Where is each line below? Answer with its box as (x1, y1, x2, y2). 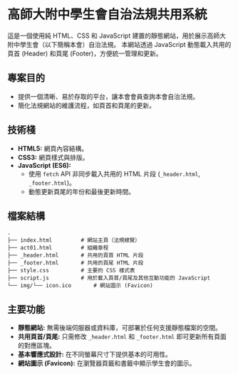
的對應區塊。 (17, 341, 56, 350)
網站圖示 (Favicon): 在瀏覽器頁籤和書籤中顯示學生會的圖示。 (17, 359, 196, 368)
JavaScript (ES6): (17, 161, 71, 169)
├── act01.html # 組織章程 (7, 245, 109, 252)
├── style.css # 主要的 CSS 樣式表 (7, 267, 135, 274)
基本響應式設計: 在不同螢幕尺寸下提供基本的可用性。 (17, 350, 172, 359)
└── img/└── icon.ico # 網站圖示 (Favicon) (7, 282, 153, 289)
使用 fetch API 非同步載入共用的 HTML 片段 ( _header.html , (28, 169, 201, 178)
